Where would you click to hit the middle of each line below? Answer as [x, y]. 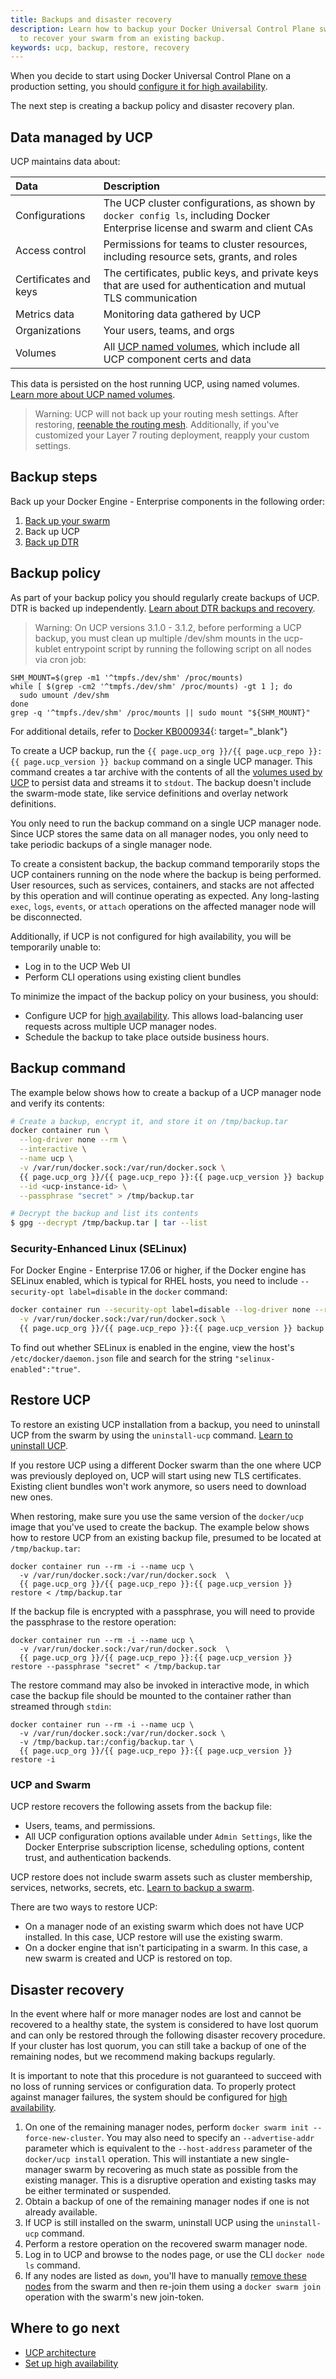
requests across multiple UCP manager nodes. [120, 1026]
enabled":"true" [44, 1370]
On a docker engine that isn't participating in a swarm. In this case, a [166, 1948]
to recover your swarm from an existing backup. [122, 38]
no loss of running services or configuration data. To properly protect [153, 2086]
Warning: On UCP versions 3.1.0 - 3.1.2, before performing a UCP [168, 627]
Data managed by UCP [81, 137]
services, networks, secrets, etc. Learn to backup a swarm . [132, 1888]
